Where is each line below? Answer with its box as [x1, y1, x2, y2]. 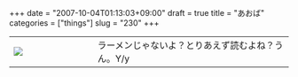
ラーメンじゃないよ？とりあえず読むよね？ [97, 39, 275, 51]
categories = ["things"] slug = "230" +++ [9, 18, 160, 28]
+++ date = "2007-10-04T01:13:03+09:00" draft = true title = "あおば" [9, 8, 265, 18]
